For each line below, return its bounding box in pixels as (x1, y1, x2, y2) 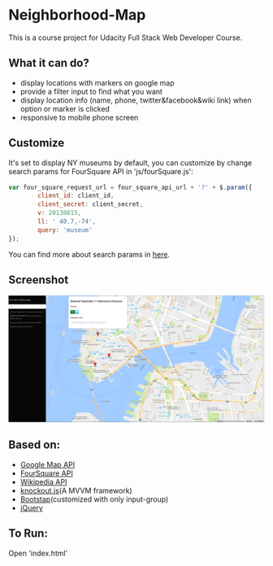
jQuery (19, 502, 43, 512)
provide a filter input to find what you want (19, 86, 162, 96)
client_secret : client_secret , (37, 200, 144, 208)
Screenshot (8, 273, 69, 287)
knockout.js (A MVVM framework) (19, 485, 132, 495)
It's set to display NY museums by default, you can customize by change (8, 157, 253, 168)
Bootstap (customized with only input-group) (19, 494, 169, 504)
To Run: (8, 527, 49, 541)
